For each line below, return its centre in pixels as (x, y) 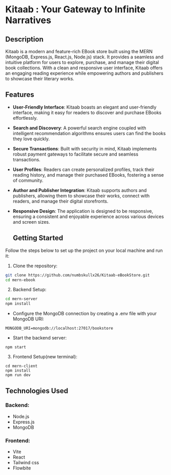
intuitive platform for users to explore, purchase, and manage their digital (82, 62)
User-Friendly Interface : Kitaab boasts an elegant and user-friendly (84, 107)
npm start (16, 347)
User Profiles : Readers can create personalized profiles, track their (83, 169)
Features (20, 95)
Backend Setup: (29, 290)
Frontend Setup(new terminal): (45, 357)
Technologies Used (37, 391)
